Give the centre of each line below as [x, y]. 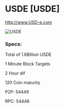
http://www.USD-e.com [29, 22]
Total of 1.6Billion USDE [28, 54]
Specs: [14, 44]
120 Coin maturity [23, 82]
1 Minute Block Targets [28, 64]
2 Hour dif [15, 73]
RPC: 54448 [17, 101]
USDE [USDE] [32, 9]
